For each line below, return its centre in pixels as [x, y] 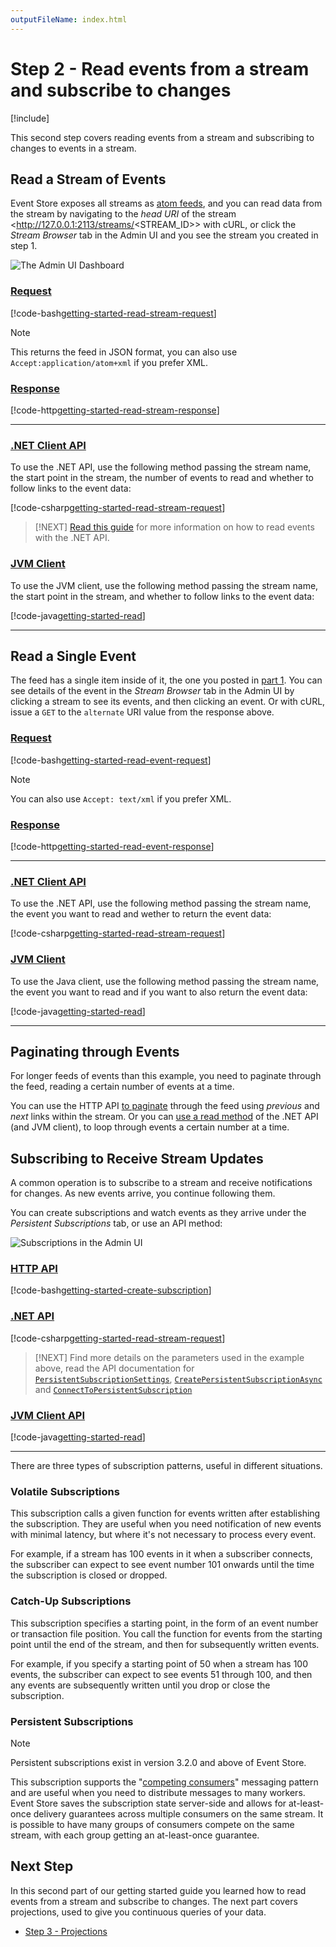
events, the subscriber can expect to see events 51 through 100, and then [161, 1674]
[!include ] [30, 118]
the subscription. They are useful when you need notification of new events [166, 1524]
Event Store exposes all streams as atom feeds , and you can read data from [166, 203]
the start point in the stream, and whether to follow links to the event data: [162, 596]
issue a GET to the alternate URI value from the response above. [142, 712]
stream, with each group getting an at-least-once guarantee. [135, 1835]
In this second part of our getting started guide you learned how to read [158, 1890]
